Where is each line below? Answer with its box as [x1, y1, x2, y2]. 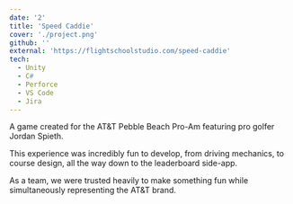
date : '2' [9, 13, 47, 22]
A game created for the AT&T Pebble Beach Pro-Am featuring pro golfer [9, 121, 275, 132]
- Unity [17, 64, 47, 73]
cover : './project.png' [9, 30, 99, 39]
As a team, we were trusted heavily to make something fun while [9, 175, 249, 186]
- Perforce [17, 80, 58, 89]
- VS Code [17, 88, 54, 97]
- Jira [17, 96, 42, 106]
